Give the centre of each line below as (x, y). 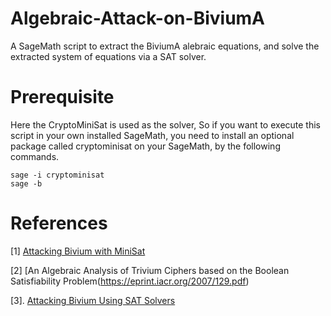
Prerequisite (62, 97)
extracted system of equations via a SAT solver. (108, 56)
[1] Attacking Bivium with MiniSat (78, 251)
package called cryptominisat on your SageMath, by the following (145, 146)
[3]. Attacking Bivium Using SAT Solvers (93, 300)
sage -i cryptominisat (57, 175)
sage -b (26, 183)
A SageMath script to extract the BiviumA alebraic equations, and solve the (165, 46)
